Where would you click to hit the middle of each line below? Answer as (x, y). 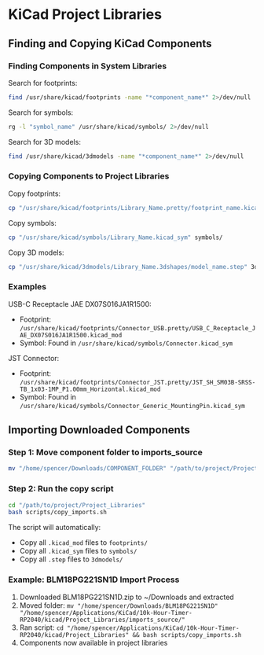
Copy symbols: (33, 223)
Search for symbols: (41, 112)
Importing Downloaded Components (99, 430)
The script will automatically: (55, 528)
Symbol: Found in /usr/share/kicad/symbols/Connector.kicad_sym (126, 343)
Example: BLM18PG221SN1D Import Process (94, 580)
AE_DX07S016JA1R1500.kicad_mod (71, 335)
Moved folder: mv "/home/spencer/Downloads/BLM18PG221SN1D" (119, 605)
